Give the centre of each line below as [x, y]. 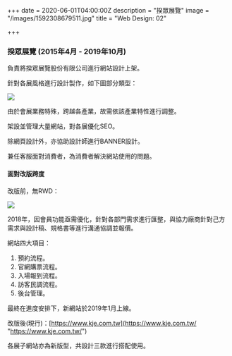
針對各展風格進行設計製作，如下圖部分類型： [72, 83]
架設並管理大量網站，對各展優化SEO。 [63, 126]
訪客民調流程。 [39, 284]
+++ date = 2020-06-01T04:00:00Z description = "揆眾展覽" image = [108, 10]
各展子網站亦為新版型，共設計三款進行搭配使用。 [78, 345]
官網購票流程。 [39, 266]
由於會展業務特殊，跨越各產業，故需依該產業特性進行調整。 [94, 111]
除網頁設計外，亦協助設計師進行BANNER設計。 [76, 141]
